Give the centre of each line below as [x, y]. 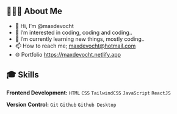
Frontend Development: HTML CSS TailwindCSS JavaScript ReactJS [88, 93]
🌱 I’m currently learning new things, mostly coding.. [80, 39]
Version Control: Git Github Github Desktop [61, 104]
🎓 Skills [23, 75]
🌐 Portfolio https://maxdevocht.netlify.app [68, 54]
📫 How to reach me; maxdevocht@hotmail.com [75, 46]
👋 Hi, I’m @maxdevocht [45, 26]
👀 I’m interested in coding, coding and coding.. [74, 32]
